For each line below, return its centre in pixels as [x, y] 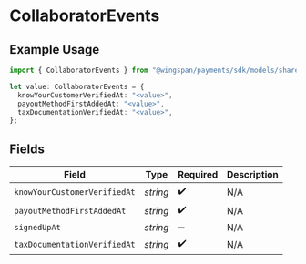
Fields [27, 149]
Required [198, 175]
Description [253, 175]
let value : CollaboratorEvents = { [77, 86]
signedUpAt [37, 228]
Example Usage [55, 50]
